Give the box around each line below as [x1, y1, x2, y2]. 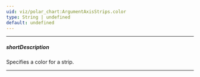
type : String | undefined [6, 14, 70, 20]
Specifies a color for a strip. [6, 59, 74, 66]
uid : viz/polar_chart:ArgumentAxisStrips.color [6, 8, 127, 15]
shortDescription [6, 43, 49, 50]
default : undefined [6, 20, 55, 25]
